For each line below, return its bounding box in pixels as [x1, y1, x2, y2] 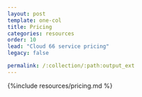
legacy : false [7, 50, 50, 57]
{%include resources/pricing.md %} [7, 82, 113, 90]
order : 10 [7, 37, 37, 44]
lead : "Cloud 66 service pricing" [7, 43, 110, 50]
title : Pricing [7, 23, 53, 30]
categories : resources [7, 30, 75, 37]
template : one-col [7, 17, 62, 24]
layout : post [7, 10, 46, 18]
